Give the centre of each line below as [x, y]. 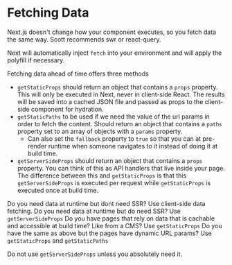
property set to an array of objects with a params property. [100, 131]
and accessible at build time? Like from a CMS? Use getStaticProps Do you [115, 225]
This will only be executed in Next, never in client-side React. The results [121, 94]
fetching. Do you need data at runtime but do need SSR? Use [94, 211]
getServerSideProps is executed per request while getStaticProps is [114, 182]
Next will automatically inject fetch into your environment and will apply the [115, 53]
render [37, 146]
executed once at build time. [58, 190]
